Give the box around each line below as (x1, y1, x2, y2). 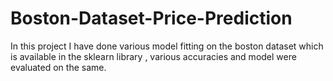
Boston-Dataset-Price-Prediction (10, 7, 293, 30)
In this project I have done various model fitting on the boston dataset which (10, 40, 324, 52)
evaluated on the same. (10, 61, 107, 73)
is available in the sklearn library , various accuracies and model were (10, 50, 297, 62)
